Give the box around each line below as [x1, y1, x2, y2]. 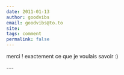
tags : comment [6, 31, 42, 37]
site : [6, 25, 20, 32]
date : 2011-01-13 [6, 8, 50, 15]
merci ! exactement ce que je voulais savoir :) [6, 53, 119, 60]
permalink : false [6, 36, 50, 42]
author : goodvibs [6, 14, 50, 20]
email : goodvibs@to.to [6, 20, 63, 26]
